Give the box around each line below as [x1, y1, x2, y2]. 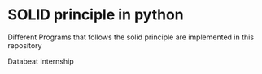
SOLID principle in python [7, 6, 184, 24]
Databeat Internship [7, 56, 74, 66]
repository [7, 40, 42, 50]
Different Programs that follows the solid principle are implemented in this [7, 32, 254, 42]
